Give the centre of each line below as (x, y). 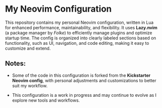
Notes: (15, 63)
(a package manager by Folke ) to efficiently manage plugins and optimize (79, 33)
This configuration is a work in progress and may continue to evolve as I (84, 95)
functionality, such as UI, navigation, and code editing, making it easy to (77, 43)
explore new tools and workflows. (46, 100)
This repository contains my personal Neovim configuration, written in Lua (79, 22)
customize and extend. (28, 48)
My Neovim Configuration (58, 9)
